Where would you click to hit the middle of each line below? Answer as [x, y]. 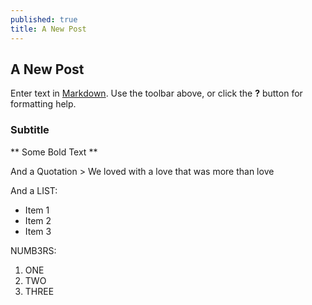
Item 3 [38, 231]
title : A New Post [48, 29]
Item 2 [38, 220]
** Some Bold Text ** [54, 152]
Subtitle [30, 130]
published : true [44, 19]
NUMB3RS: [33, 250]
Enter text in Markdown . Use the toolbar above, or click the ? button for [156, 93]
